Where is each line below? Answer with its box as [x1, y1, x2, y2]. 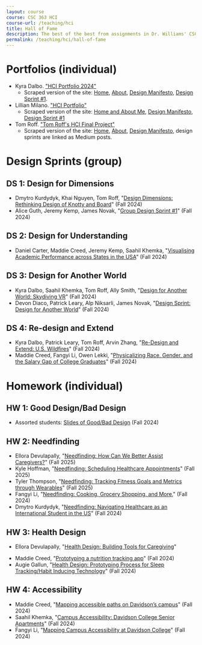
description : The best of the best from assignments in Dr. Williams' [6, 31, 187, 37]
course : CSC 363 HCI [6, 14, 58, 20]
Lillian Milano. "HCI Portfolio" [14, 101, 87, 109]
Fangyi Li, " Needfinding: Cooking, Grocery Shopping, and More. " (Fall [14, 491, 188, 498]
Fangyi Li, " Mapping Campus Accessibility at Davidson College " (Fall [14, 626, 185, 634]
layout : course [6, 8, 44, 15]
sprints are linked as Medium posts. [23, 133, 112, 141]
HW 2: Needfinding [6, 436, 80, 446]
